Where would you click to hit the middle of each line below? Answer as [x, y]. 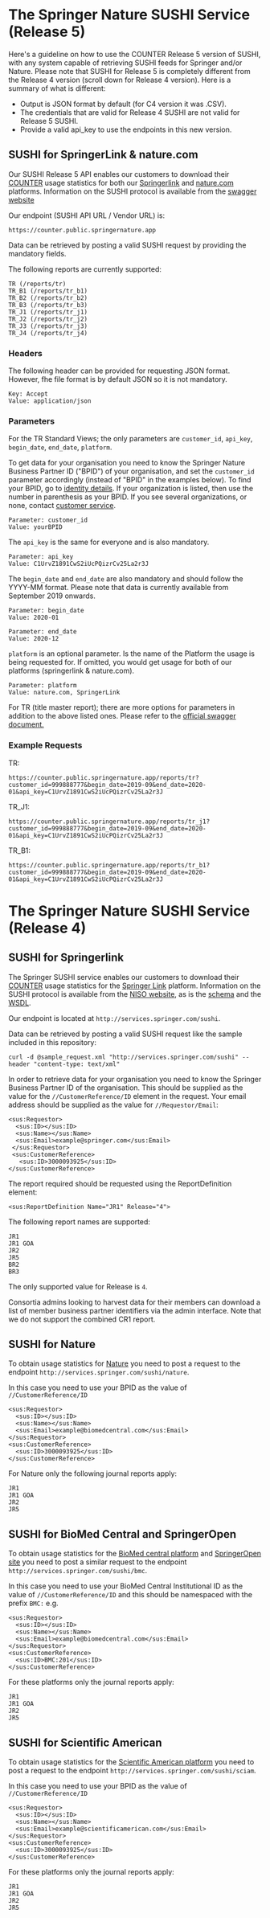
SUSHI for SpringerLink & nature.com [103, 155]
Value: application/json [50, 401]
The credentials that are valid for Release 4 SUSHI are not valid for [130, 112]
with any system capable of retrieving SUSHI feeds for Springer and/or [125, 63]
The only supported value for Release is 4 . [78, 1286]
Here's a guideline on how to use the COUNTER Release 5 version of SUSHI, [135, 54]
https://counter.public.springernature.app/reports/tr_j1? [109, 822]
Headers [25, 353]
